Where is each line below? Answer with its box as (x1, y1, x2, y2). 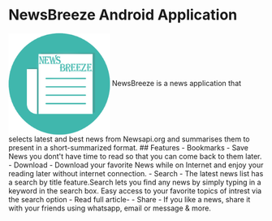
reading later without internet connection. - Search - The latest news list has (8, 168, 264, 178)
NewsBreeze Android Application (8, 6, 238, 24)
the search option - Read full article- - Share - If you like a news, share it (8, 194, 251, 204)
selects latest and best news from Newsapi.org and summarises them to (8, 134, 250, 144)
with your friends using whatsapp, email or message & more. (8, 203, 211, 213)
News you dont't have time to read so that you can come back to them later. (8, 151, 262, 161)
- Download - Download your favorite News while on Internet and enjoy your (8, 160, 264, 170)
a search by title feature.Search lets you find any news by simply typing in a (8, 177, 261, 187)
